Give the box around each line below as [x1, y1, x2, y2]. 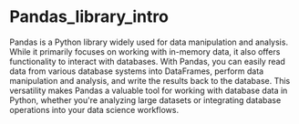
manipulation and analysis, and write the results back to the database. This [9, 75, 291, 86]
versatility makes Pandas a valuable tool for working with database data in [9, 85, 288, 96]
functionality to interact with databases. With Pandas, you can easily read [9, 56, 285, 67]
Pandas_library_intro [9, 6, 169, 27]
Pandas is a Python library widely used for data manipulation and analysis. [9, 36, 289, 47]
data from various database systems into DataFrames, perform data [9, 66, 264, 77]
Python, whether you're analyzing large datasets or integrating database [9, 94, 282, 106]
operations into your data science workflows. [9, 104, 180, 115]
